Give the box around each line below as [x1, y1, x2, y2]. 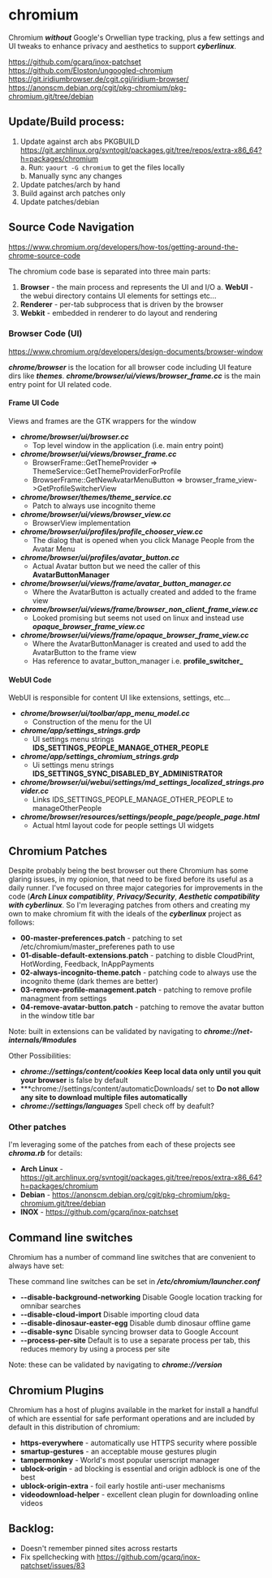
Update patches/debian [19, 196, 100, 206]
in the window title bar [19, 1011, 95, 1020]
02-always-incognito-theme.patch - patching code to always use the [19, 968, 257, 977]
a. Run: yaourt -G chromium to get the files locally [19, 162, 185, 172]
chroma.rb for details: [8, 1149, 83, 1158]
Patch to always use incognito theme [32, 501, 156, 511]
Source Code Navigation [8, 221, 135, 235]
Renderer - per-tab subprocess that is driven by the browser [19, 299, 224, 309]
